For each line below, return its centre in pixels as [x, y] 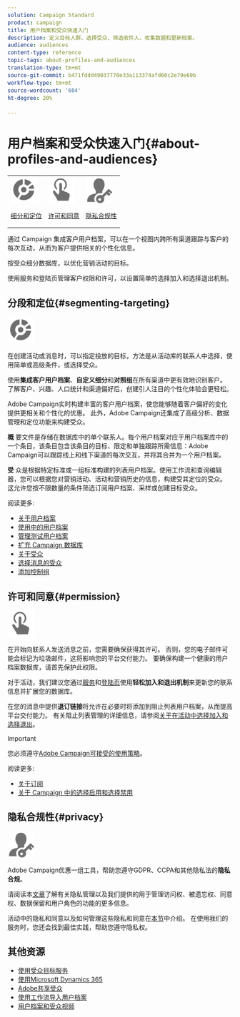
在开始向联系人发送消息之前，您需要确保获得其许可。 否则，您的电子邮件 [115, 649]
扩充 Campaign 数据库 [50, 545]
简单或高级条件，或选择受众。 [57, 365]
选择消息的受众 [40, 563]
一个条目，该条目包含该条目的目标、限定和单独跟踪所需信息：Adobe [108, 446]
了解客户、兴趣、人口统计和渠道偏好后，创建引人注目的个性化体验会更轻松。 [120, 389]
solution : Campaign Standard [51, 15]
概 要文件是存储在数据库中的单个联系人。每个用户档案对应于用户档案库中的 [118, 437]
